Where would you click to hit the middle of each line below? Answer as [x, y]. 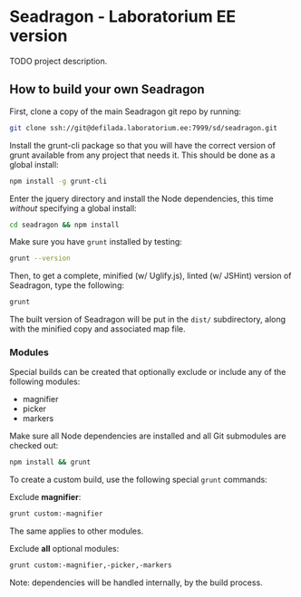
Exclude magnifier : [45, 497]
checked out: [34, 446]
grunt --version [40, 259]
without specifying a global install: [73, 208]
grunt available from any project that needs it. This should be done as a [142, 155]
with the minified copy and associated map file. [97, 329]
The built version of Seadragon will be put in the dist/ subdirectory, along [148, 320]
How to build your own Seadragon [107, 89]
